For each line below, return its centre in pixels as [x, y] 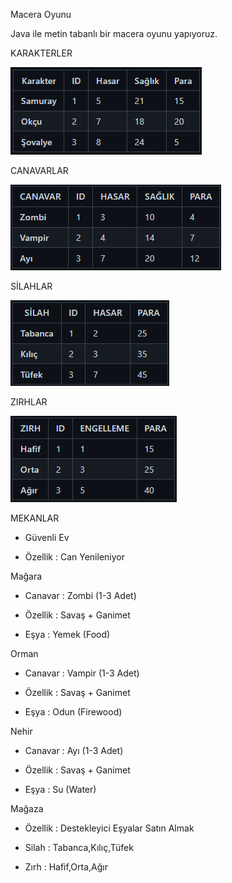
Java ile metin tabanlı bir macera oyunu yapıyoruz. [114, 33]
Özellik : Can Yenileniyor [74, 557]
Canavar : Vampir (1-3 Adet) [82, 673]
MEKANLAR [35, 518]
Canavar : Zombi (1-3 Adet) [80, 595]
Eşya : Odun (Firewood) [73, 712]
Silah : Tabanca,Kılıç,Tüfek [79, 847]
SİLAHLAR [31, 286]
